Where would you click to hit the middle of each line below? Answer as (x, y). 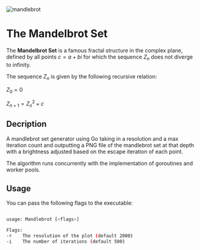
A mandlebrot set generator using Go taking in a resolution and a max (92, 138)
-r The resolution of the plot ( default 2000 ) (70, 236)
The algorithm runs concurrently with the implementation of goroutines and (100, 163)
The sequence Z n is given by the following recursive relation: (82, 77)
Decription (27, 124)
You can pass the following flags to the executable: (70, 203)
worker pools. (23, 170)
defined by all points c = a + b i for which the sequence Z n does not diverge (100, 57)
